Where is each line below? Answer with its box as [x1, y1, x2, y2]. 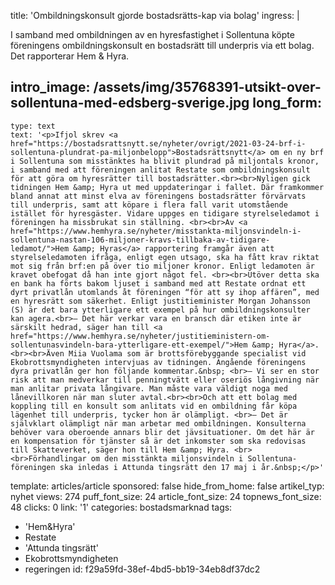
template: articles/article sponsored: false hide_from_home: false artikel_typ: [10, 480, 325, 492]
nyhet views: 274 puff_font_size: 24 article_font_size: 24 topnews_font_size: [10, 490, 322, 502]
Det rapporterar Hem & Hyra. [10, 50, 130, 62]
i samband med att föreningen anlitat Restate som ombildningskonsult [10, 165, 311, 175]
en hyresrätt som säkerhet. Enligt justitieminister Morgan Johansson [10, 296, 311, 306]
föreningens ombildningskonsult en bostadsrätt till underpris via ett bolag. [10, 40, 315, 51]
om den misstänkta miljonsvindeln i [90, 453, 244, 464]
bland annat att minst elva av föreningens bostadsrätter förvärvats [10, 191, 307, 201]
